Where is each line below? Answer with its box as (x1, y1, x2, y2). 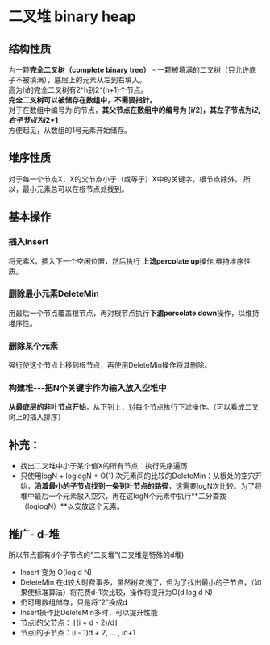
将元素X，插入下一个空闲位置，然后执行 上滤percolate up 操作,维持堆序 (8, 256, 244, 266)
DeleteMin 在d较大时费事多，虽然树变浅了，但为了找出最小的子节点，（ (19, 577, 255, 587)
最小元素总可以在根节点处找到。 (22, 184, 129, 193)
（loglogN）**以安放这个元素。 (19, 501, 125, 511)
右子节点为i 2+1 (8, 115, 59, 125)
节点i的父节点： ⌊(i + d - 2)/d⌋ (19, 618, 118, 627)
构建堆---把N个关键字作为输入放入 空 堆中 (8, 382, 167, 393)
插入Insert (8, 236, 49, 248)
